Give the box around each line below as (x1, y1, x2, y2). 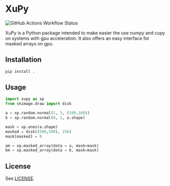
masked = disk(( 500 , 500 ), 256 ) (5, 129, 72, 134)
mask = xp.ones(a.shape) (5, 124, 58, 129)
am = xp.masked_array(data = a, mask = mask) (5, 143, 99, 148)
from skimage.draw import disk (5, 101, 72, 107)
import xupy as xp (5, 96, 44, 102)
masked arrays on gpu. (5, 40, 54, 46)
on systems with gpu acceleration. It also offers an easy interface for (5, 35, 150, 41)
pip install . (5, 69, 36, 74)
